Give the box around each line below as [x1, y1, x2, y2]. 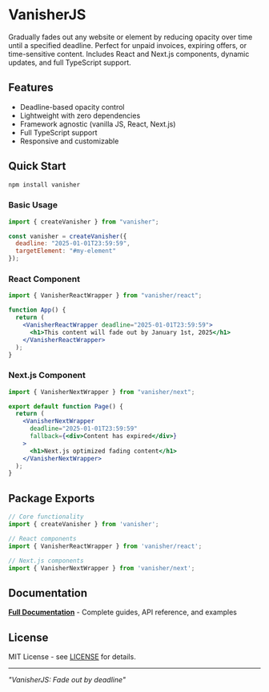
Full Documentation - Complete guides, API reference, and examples [8, 607, 238, 618]
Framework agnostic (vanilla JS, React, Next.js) [19, 119, 176, 129]
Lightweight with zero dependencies [19, 111, 141, 120]
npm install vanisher [8, 180, 81, 189]
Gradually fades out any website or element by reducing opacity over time [8, 32, 253, 42]
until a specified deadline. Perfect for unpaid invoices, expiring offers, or [8, 40, 247, 50]
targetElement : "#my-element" [15, 247, 116, 255]
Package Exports [8, 491, 95, 505]
